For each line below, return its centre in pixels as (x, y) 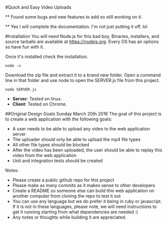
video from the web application (44, 155)
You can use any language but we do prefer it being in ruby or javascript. (87, 201)
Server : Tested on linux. (37, 99)
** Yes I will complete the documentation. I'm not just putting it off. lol (77, 26)
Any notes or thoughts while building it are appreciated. (69, 217)
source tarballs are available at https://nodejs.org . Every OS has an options (82, 41)
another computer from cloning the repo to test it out (67, 196)
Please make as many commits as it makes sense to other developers (84, 185)
